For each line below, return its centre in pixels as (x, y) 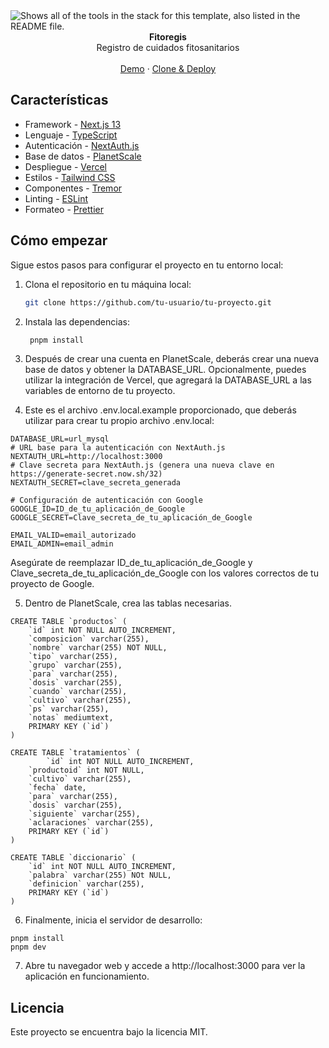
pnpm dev (28, 947)
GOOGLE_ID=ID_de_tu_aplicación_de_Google (98, 509)
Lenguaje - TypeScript (71, 135)
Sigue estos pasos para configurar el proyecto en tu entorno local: (147, 265)
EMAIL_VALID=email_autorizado (73, 535)
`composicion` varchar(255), (89, 639)
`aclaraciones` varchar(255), (91, 823)
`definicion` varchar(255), (86, 884)
